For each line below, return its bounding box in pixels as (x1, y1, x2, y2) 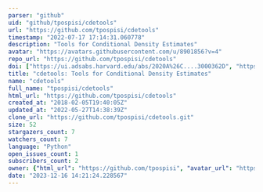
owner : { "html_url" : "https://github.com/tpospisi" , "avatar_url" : (8, 165, 233, 172)
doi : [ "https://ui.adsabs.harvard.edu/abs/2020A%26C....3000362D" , (8, 63, 233, 71)
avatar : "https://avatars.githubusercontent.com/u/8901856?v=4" (8, 48, 222, 56)
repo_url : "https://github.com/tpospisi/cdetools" (8, 56, 177, 63)
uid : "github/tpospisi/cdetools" (8, 19, 117, 27)
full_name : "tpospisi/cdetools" (8, 84, 113, 92)
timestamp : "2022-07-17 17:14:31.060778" (8, 33, 146, 42)
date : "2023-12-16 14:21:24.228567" (8, 172, 128, 180)
